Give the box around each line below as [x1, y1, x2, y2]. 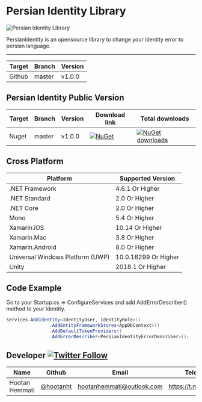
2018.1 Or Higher [115, 262, 167, 271]
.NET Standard [9, 194, 50, 202]
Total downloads [140, 114, 189, 123]
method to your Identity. [6, 305, 66, 312]
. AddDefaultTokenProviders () [49, 328, 122, 335]
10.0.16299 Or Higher [115, 253, 179, 261]
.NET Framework [9, 184, 57, 193]
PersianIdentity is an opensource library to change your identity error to [6, 36, 184, 43]
